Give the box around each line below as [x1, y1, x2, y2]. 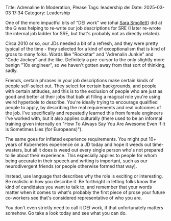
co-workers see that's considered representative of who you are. [5, 195, 142, 201]
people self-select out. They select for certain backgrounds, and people [5, 83, 157, 89]
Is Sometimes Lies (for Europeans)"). [5, 126, 83, 132]
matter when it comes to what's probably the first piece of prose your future [5, 189, 165, 195]
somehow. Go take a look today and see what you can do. [5, 210, 127, 216]
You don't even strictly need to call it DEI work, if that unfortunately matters [5, 205, 163, 211]
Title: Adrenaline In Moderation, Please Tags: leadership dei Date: [5, 5, 143, 10]
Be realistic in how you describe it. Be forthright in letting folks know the [5, 179, 157, 184]
